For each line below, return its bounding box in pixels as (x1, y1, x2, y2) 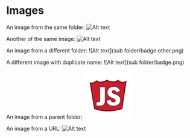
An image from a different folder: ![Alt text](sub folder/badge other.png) (6, 46, 184, 54)
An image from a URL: (6, 125, 62, 132)
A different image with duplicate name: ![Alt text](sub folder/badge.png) (6, 58, 185, 66)
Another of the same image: (6, 35, 75, 42)
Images (6, 4, 44, 17)
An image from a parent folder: (6, 113, 83, 121)
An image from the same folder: (6, 24, 86, 31)
